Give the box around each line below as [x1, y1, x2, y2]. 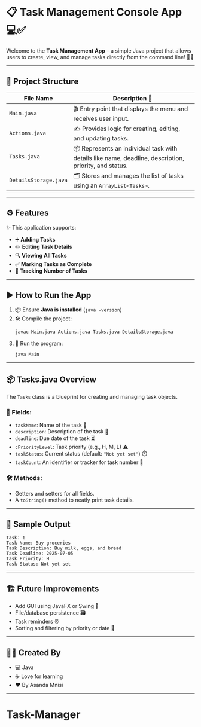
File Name [23, 94, 53, 102]
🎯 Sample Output [6, 519, 71, 529]
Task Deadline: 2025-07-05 [6, 551, 74, 557]
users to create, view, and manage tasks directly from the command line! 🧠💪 [6, 53, 194, 60]
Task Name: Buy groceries [6, 540, 71, 546]
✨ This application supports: [6, 224, 77, 231]
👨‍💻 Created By [6, 647, 61, 658]
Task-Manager [6, 708, 81, 722]
